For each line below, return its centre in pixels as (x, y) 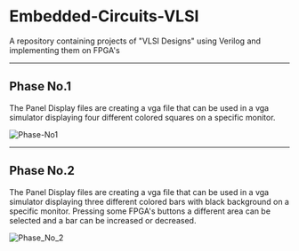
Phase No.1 (40, 86)
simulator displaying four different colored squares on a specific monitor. (142, 117)
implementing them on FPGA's (65, 50)
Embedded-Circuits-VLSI (104, 16)
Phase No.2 (42, 171)
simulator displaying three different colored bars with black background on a (149, 201)
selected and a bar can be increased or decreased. (103, 220)
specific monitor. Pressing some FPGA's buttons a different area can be (140, 211)
